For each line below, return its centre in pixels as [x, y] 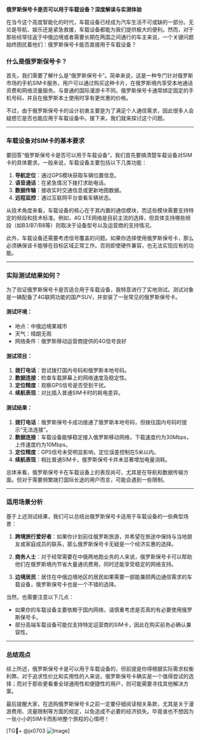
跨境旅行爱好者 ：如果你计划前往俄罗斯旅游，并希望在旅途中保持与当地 [101, 536]
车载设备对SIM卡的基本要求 [46, 141]
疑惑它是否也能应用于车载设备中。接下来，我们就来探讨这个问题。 [87, 118]
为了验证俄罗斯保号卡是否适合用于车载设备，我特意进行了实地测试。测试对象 [100, 289]
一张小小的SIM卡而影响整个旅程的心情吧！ [58, 719]
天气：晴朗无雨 [33, 334]
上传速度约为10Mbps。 [43, 444]
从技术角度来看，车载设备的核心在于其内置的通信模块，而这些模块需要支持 [97, 210]
